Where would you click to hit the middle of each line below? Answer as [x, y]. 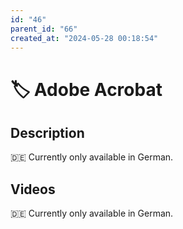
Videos [33, 189]
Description [47, 132]
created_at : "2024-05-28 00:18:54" [84, 38]
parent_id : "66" [44, 29]
